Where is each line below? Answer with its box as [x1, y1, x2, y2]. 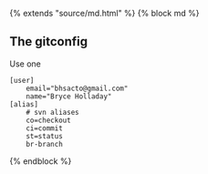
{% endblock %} [9, 155, 72, 167]
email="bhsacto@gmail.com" [26, 84, 129, 93]
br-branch [26, 139, 64, 148]
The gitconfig [9, 34, 88, 49]
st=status [26, 131, 64, 140]
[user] [9, 76, 35, 85]
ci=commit [26, 123, 64, 133]
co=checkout [26, 116, 71, 125]
